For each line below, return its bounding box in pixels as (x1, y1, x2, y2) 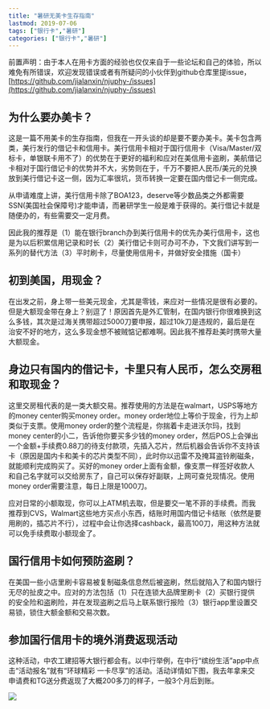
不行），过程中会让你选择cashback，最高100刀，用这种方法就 (57, 518, 260, 528)
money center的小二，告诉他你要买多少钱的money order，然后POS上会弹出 (8, 431, 259, 440)
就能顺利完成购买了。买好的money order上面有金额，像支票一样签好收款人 (8, 460, 256, 471)
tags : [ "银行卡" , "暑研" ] (8, 27, 86, 35)
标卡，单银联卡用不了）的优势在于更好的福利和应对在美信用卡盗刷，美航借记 (8, 154, 262, 163)
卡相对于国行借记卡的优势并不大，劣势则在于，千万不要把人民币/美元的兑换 (8, 163, 258, 173)
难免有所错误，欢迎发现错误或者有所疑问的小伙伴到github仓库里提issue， (8, 68, 252, 77)
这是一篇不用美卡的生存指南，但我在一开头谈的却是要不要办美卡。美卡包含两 (8, 134, 262, 143)
